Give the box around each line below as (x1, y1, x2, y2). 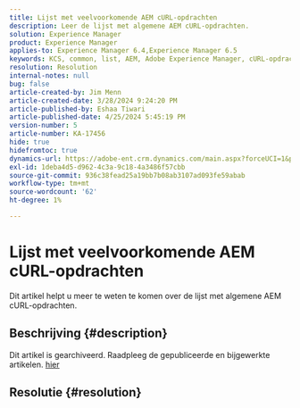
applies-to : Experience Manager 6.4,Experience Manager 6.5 (9, 46, 238, 55)
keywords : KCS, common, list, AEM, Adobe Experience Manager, (9, 54, 246, 63)
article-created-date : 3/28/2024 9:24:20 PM (9, 96, 178, 105)
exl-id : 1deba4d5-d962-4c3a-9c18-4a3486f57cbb (9, 162, 186, 171)
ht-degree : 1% (9, 196, 62, 205)
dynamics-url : (9, 154, 62, 163)
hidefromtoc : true (9, 146, 78, 154)
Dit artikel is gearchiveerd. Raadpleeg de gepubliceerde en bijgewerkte (9, 349, 271, 360)
